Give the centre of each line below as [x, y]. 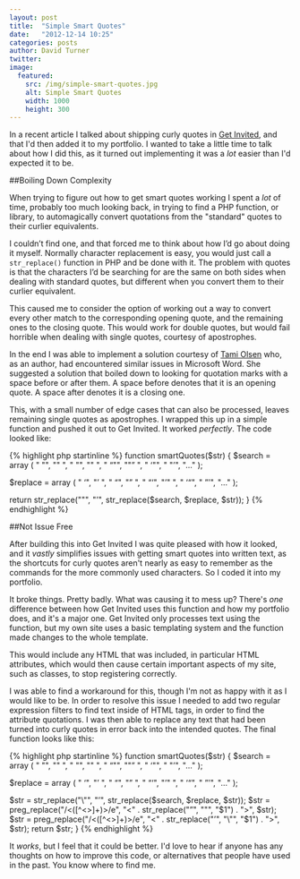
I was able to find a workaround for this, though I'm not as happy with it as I [148, 691]
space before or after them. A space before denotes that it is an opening [142, 383]
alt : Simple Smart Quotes [74, 92]
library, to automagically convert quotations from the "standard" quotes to [146, 217]
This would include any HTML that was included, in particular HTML [134, 655]
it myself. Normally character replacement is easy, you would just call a [140, 253]
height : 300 [47, 109]
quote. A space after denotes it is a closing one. [97, 393]
